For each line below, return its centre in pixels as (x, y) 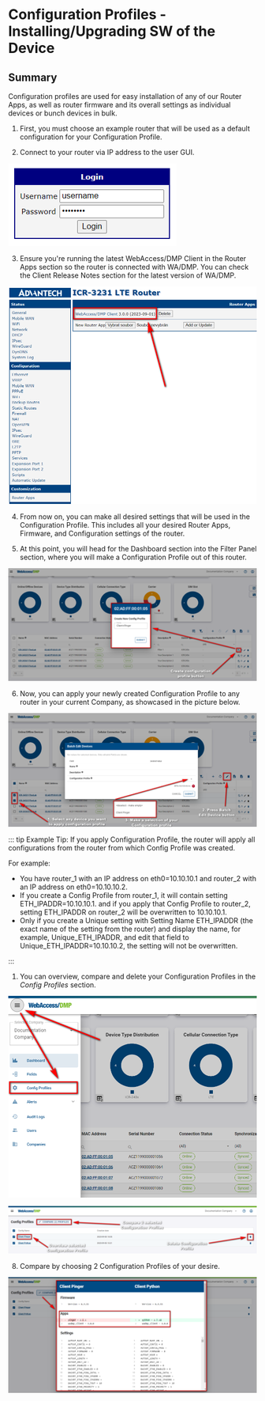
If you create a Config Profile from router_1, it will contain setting (123, 895)
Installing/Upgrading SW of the (112, 31)
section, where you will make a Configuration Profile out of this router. (133, 557)
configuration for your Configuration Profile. (91, 137)
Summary (33, 77)
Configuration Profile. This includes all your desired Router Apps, (125, 524)
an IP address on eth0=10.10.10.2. (73, 887)
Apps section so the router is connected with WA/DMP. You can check (134, 267)
